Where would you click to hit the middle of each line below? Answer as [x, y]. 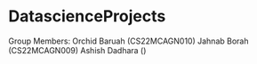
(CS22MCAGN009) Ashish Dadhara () [77, 50]
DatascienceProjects [87, 16]
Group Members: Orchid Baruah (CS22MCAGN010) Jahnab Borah [128, 41]
